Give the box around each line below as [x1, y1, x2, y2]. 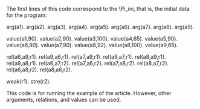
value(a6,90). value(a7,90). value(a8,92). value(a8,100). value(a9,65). [6, 42, 178, 48]
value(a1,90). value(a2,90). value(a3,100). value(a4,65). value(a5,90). [6, 35, 178, 42]
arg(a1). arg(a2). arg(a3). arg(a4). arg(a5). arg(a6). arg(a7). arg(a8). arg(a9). [6, 24, 195, 30]
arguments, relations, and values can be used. [6, 96, 121, 103]
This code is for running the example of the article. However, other [6, 90, 172, 96]
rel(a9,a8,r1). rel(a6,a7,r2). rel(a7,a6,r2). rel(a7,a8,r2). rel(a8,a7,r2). [6, 60, 169, 67]
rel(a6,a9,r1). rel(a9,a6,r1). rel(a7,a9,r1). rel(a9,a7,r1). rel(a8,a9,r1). [6, 53, 166, 60]
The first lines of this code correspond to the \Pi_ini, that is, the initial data [6, 5, 190, 12]
